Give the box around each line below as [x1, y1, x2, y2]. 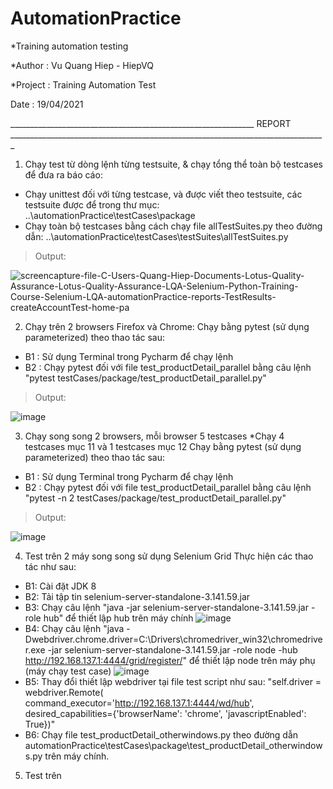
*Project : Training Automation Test [10, 78, 157, 91]
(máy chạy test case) [24, 665, 112, 677]
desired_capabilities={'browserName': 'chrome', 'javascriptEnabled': [24, 707, 307, 719]
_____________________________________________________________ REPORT [10, 117, 292, 129]
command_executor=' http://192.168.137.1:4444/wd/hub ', [24, 697, 255, 709]
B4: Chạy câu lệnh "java [24, 622, 125, 634]
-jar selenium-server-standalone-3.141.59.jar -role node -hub [47, 643, 298, 656]
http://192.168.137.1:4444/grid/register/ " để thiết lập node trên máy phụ [24, 654, 316, 666]
